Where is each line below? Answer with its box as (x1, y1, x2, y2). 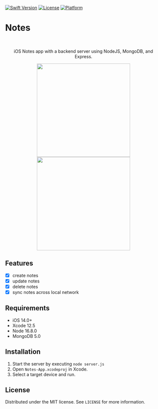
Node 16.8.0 (12, 328, 37, 334)
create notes (12, 272, 39, 278)
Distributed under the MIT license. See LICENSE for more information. (5, 399, 146, 405)
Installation (5, 348, 41, 356)
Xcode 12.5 (12, 322, 36, 328)
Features (5, 259, 33, 268)
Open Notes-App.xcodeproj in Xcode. (12, 366, 88, 372)
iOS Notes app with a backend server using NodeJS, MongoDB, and (14, 48, 153, 54)
